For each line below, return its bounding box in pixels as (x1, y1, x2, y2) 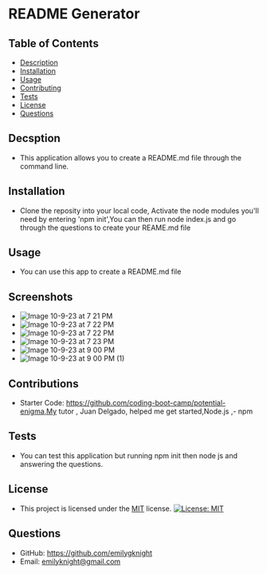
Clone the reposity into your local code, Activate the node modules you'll (19, 205, 259, 216)
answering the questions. (19, 459, 104, 469)
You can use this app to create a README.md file (19, 267, 182, 276)
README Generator (8, 5, 140, 23)
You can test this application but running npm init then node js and (19, 450, 238, 460)
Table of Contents (8, 37, 100, 50)
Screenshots (8, 290, 73, 303)
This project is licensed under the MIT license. (19, 504, 172, 513)
